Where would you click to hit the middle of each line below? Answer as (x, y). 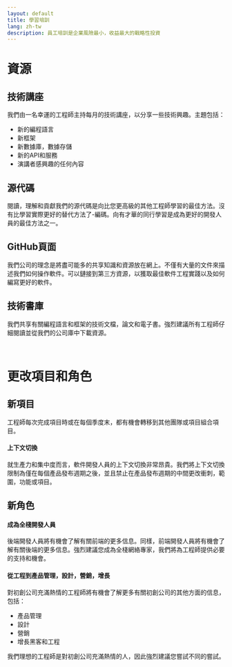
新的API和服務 (37, 156)
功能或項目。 (37, 482)
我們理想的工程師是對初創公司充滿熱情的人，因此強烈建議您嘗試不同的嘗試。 (116, 656)
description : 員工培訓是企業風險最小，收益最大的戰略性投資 (84, 33)
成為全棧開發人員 (31, 524)
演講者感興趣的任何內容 (50, 164)
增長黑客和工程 (38, 641)
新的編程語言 (35, 129)
